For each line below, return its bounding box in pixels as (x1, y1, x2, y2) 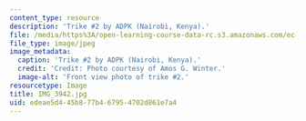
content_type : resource (9, 13, 100, 23)
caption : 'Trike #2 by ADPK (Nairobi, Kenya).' (17, 55, 202, 65)
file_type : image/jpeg (9, 38, 96, 48)
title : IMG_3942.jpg (9, 89, 88, 98)
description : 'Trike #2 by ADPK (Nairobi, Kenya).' (9, 22, 209, 31)
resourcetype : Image (9, 81, 88, 90)
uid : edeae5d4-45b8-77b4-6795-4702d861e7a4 (9, 97, 178, 107)
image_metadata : (9, 47, 71, 56)
